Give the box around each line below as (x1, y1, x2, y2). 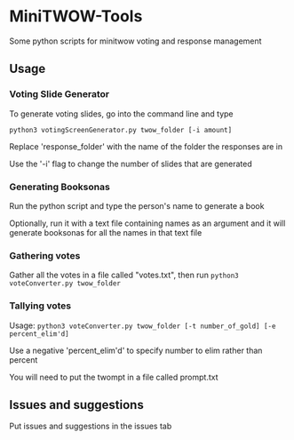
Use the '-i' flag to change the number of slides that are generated (9, 158, 253, 169)
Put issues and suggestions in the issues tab (9, 420, 172, 432)
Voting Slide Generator (9, 88, 109, 100)
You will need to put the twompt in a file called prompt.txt (9, 372, 219, 382)
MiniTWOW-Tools (9, 6, 143, 27)
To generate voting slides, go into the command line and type (9, 108, 234, 119)
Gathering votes (9, 249, 81, 261)
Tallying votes (9, 300, 72, 312)
